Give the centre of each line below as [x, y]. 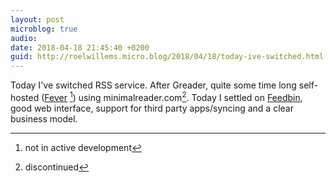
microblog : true [44, 29]
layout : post [37, 19]
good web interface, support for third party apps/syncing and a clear [152, 108]
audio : [24, 38]
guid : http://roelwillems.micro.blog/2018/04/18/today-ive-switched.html [167, 57]
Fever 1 [58, 96]
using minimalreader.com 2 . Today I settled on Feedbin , [190, 96]
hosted [25, 97]
